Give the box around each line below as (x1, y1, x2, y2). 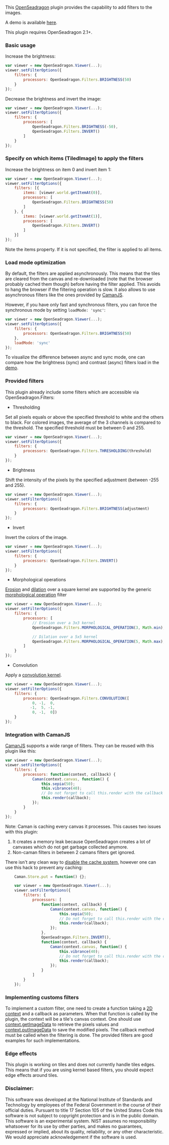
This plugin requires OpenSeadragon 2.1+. (5, 29, 93, 35)
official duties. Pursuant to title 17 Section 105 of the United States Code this (5, 1107, 163, 1113)
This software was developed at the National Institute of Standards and (5, 1096, 152, 1103)
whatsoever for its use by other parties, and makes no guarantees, (5, 1123, 143, 1129)
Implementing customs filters (5, 993, 79, 1001)
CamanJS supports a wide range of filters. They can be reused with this (5, 742, 154, 749)
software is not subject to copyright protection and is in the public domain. (5, 1112, 159, 1118)
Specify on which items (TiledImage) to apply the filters (5, 155, 144, 162)
